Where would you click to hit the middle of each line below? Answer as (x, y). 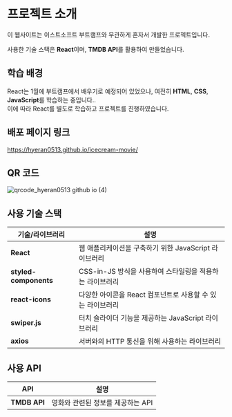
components (32, 281)
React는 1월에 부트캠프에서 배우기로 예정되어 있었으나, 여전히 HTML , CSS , (108, 91)
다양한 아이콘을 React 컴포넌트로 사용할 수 (143, 295)
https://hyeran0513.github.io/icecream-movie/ (72, 149)
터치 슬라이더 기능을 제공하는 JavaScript (141, 318)
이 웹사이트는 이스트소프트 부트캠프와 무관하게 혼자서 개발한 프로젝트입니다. (109, 35)
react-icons (31, 299)
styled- (23, 272)
